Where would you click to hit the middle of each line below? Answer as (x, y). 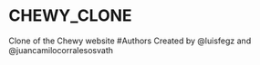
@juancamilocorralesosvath (61, 50)
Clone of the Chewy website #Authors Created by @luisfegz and (130, 41)
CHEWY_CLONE (71, 16)
